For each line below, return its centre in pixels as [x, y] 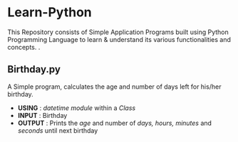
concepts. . [24, 47]
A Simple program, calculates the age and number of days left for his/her [114, 87]
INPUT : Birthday [42, 115]
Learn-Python [50, 12]
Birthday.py [34, 69]
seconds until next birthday [58, 130]
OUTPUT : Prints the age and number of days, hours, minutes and [115, 123]
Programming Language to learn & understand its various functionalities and [119, 39]
